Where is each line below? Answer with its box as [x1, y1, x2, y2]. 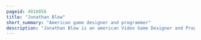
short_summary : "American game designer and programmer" [6, 19, 151, 25]
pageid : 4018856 [6, 8, 47, 15]
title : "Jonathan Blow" [6, 14, 66, 20]
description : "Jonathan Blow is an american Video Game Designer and [6, 25, 184, 31]
